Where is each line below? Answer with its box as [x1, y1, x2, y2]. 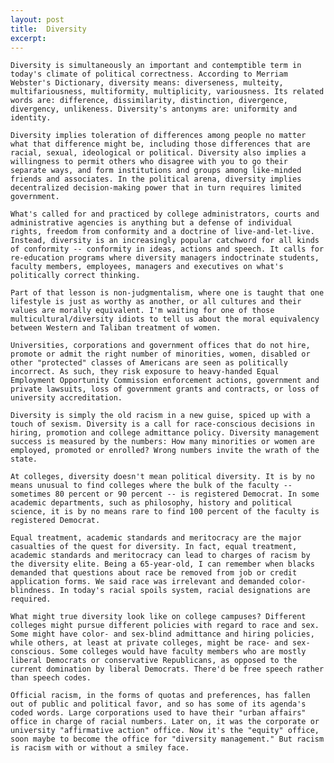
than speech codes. [10, 673, 92, 683]
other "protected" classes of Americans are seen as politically [10, 358, 288, 368]
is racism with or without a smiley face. [10, 743, 190, 753]
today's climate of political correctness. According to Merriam [10, 69, 288, 80]
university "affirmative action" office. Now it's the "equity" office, [10, 726, 320, 736]
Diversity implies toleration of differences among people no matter [10, 131, 307, 141]
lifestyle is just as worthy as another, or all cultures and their [10, 297, 302, 307]
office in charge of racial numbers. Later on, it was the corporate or [10, 717, 320, 727]
